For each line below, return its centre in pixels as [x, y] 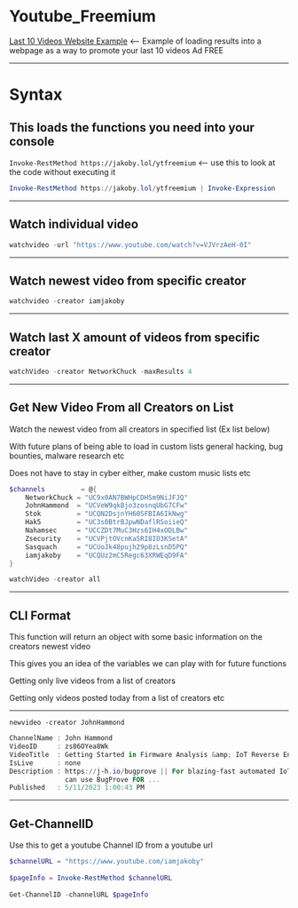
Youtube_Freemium [83, 16]
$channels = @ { [53, 489]
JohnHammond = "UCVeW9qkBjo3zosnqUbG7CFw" [107, 506]
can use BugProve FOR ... [113, 779]
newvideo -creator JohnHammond [67, 723]
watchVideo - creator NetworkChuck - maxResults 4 [101, 371]
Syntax [36, 95]
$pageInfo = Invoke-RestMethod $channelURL [91, 878]
